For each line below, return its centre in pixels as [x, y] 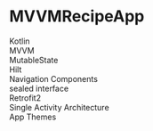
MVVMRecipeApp [77, 16]
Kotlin [20, 41]
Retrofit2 [25, 98]
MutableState [34, 60]
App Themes [33, 117]
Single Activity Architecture [59, 107]
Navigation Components [53, 78]
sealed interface [39, 88]
